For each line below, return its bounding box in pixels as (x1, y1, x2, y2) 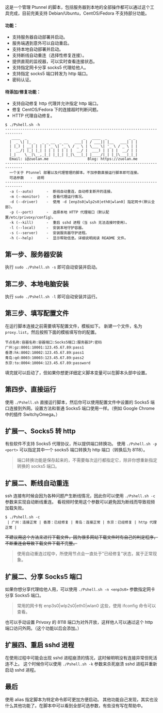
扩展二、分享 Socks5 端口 (5, 572, 82, 581)
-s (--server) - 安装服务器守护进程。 (9, 231, 89, 235)
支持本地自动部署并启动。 (12, 46, 64, 52)
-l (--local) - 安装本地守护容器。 (9, 226, 86, 231)
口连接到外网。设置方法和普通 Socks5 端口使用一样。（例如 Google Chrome (5, 405, 155, 411)
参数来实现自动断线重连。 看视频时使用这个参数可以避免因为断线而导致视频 (5, 499, 155, 505)
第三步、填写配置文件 (5, 309, 69, 318)
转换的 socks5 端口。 (16, 463, 60, 469)
